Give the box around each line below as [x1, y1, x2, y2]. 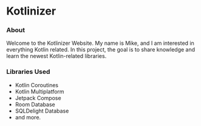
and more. [15, 113, 41, 121]
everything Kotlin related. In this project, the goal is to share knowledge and [6, 46, 196, 53]
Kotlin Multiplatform [15, 88, 65, 95]
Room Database [15, 101, 56, 108]
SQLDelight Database [15, 107, 69, 114]
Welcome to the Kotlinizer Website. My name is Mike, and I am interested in [6, 39, 194, 47]
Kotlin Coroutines [15, 81, 59, 88]
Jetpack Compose [15, 94, 62, 101]
